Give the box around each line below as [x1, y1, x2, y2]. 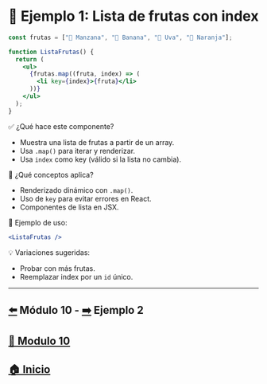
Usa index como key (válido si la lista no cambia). [19, 155, 181, 164]
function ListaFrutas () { [8, 48, 94, 56]
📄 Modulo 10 [8, 335, 71, 348]
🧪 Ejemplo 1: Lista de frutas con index [8, 7, 259, 25]
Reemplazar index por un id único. [19, 272, 133, 281]
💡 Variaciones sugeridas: [8, 247, 90, 257]
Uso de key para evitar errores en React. [19, 194, 153, 203]
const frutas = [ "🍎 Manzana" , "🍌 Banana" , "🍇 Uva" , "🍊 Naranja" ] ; [8, 33, 233, 41]
